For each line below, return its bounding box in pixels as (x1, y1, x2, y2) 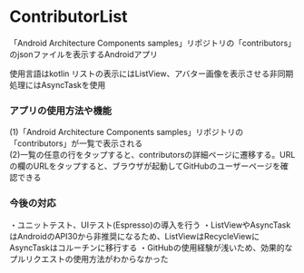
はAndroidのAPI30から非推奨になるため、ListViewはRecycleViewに (9, 230, 260, 241)
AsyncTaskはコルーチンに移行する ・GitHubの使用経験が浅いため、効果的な (9, 242, 293, 253)
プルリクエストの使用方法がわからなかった (9, 253, 169, 264)
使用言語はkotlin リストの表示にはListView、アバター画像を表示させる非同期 (9, 68, 294, 79)
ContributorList (9, 6, 129, 27)
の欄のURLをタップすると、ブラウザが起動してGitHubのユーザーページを (9, 161, 281, 171)
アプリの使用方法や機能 (9, 104, 112, 117)
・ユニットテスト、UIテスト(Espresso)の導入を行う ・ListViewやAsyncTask (9, 219, 291, 230)
